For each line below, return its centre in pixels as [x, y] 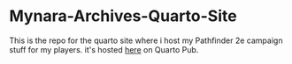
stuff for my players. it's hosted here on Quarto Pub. [104, 49]
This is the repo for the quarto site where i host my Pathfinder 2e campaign [146, 40]
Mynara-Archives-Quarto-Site [123, 16]
